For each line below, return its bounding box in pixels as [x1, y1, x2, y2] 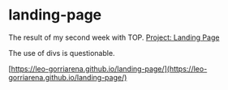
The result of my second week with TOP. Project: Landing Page [8, 32, 220, 42]
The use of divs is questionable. [8, 48, 115, 58]
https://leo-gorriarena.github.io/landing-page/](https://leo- [11, 63, 208, 74]
